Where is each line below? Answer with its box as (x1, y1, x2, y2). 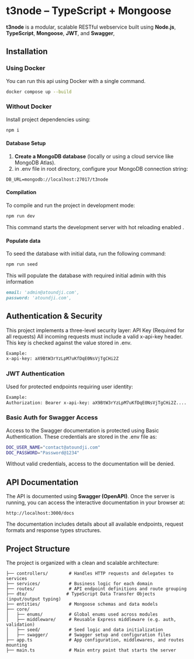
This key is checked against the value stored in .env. (6, 339, 132, 346)
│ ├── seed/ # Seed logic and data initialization (6, 627, 164, 633)
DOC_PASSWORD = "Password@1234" (6, 450, 80, 456)
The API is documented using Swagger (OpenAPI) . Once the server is (6, 493, 175, 500)
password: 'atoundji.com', (6, 295, 72, 301)
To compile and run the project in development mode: (6, 202, 136, 209)
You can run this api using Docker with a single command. (6, 77, 146, 84)
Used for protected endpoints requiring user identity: (6, 383, 133, 390)
